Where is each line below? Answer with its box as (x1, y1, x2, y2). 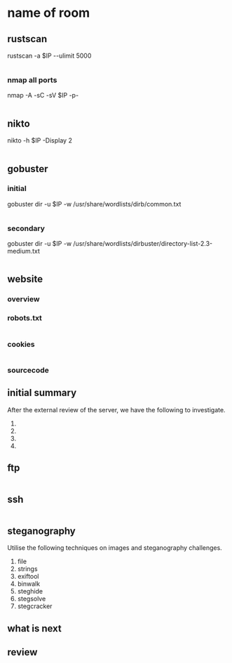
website (7, 273, 43, 285)
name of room (7, 5, 90, 21)
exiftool (17, 572, 40, 581)
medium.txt (7, 247, 41, 256)
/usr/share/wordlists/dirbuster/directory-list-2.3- (73, 239, 213, 248)
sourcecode (7, 365, 49, 375)
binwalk (17, 579, 41, 588)
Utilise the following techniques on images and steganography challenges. (7, 544, 222, 552)
